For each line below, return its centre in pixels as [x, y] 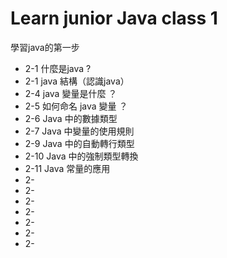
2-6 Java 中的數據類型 [71, 118]
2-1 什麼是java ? [58, 68]
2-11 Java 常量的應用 [67, 168]
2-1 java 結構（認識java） [77, 81]
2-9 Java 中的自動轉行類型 [79, 143]
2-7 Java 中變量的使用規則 [79, 131]
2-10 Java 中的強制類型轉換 [81, 156]
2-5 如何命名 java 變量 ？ [76, 106]
